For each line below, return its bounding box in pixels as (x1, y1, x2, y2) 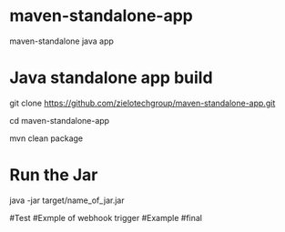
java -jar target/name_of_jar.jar (9, 195, 125, 206)
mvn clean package (9, 133, 84, 144)
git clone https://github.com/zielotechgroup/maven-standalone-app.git (9, 97, 276, 108)
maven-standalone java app (9, 35, 114, 46)
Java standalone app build (9, 67, 213, 88)
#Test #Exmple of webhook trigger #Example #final (9, 212, 203, 223)
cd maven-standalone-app (9, 115, 110, 126)
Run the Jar (9, 165, 98, 186)
